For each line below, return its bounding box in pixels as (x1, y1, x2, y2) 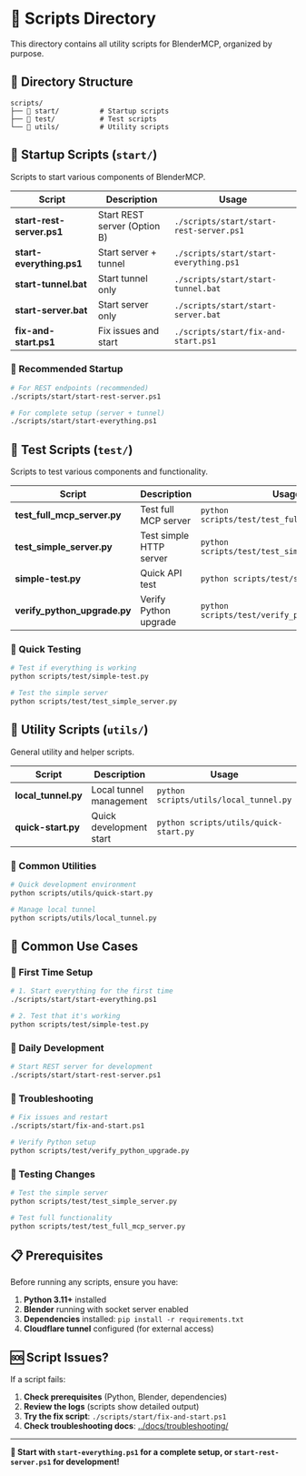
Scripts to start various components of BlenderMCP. (10, 171, 206, 182)
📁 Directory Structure (10, 75, 134, 90)
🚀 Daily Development (10, 1041, 104, 1054)
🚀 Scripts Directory (10, 8, 157, 29)
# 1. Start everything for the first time (10, 986, 173, 996)
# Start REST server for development (10, 1062, 153, 1072)
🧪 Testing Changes (10, 1168, 96, 1180)
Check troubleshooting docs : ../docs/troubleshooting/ (23, 1420, 229, 1431)
